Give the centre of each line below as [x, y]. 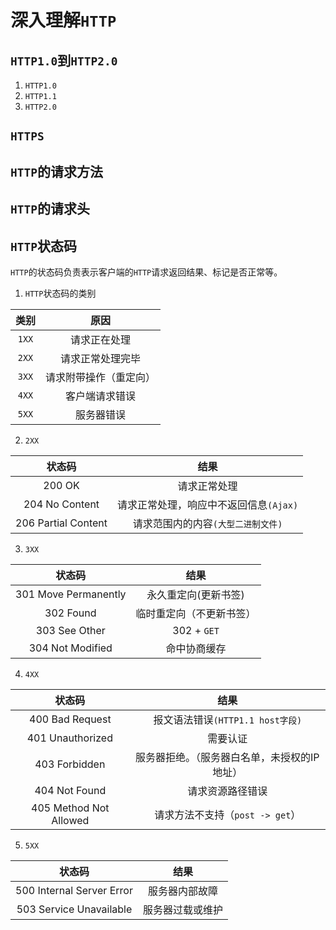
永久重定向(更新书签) [195, 594]
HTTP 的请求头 [50, 209]
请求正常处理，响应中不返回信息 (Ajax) [208, 504]
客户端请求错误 [101, 396]
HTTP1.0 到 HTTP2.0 [64, 60]
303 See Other [70, 630]
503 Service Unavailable [74, 909]
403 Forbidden [70, 764]
